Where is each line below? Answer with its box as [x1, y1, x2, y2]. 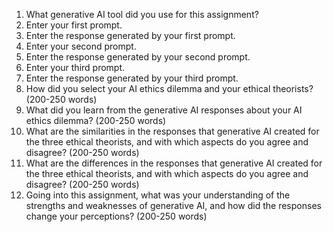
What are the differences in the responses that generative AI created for [25, 157, 323, 169]
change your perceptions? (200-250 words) [25, 210, 208, 222]
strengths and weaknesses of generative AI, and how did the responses [25, 200, 322, 211]
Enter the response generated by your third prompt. [25, 72, 239, 84]
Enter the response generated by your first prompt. [25, 30, 236, 41]
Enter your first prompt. [25, 19, 123, 31]
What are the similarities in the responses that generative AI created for [25, 125, 320, 137]
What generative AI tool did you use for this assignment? [25, 9, 259, 20]
